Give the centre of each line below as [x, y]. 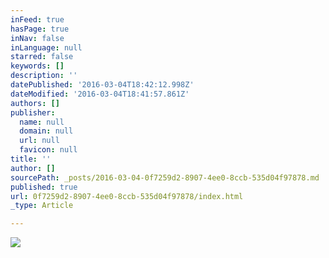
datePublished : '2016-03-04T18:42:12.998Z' [102, 85]
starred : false [42, 57]
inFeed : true [37, 19]
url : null [39, 141]
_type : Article [42, 206]
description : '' [44, 76]
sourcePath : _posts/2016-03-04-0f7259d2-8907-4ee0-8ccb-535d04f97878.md [165, 177]
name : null [42, 122]
